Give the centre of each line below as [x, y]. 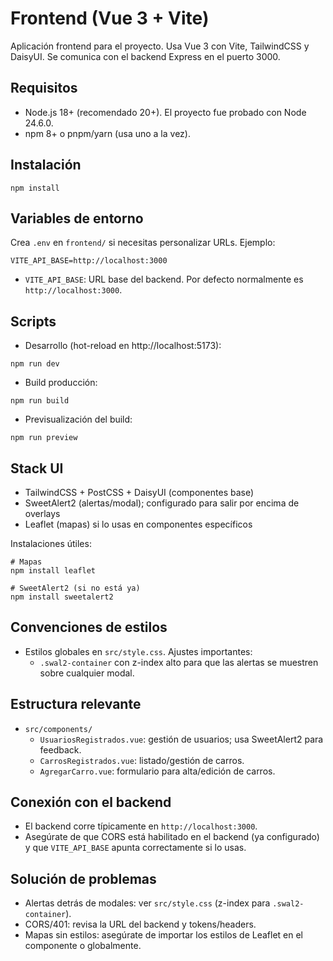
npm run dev [35, 364]
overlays [42, 513]
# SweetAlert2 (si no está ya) [75, 588]
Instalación [46, 165]
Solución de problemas [83, 878]
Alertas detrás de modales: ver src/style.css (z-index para [147, 903]
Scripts [33, 321]
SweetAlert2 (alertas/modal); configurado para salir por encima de [162, 503]
